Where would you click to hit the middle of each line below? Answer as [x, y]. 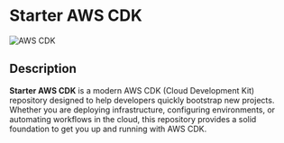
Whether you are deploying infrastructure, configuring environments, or [142, 110]
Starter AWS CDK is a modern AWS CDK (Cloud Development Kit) [132, 90]
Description [43, 69]
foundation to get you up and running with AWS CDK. [108, 129]
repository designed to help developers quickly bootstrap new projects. [142, 100]
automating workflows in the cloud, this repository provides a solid [133, 119]
